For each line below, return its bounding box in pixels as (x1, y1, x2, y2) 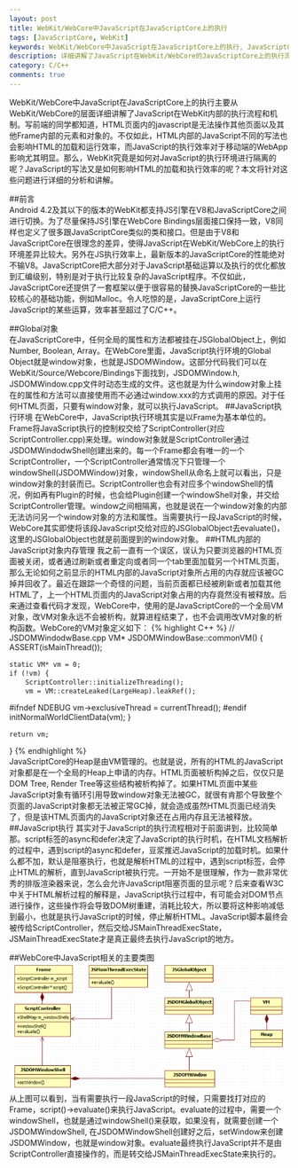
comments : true (9, 71, 66, 80)
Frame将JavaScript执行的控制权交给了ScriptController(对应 (9, 422, 225, 434)
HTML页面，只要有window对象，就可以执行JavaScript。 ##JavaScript (16, 400, 275, 412)
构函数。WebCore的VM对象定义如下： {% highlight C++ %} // (9, 622, 235, 633)
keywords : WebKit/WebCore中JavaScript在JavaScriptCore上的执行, (9, 43, 244, 51)
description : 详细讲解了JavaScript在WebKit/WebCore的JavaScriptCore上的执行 (9, 51, 285, 61)
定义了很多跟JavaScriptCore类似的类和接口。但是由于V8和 (24, 226, 239, 237)
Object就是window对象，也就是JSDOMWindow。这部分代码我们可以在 (9, 356, 268, 367)
